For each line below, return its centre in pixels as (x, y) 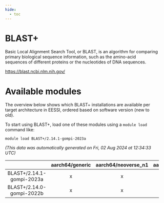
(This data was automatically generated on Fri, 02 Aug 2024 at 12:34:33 (78, 148)
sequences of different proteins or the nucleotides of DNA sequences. (76, 62)
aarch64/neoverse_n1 (122, 165)
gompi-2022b (27, 193)
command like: (20, 130)
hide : (10, 10)
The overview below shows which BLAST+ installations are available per (78, 105)
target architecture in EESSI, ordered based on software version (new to (77, 110)
